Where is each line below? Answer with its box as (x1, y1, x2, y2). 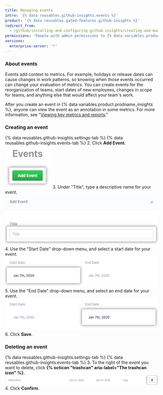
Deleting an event (5, 343, 48, 350)
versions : (5, 39, 25, 44)
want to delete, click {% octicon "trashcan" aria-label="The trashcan (5, 365, 147, 371)
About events (5, 60, 38, 67)
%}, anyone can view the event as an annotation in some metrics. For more (5, 107, 155, 113)
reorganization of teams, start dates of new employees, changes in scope (5, 87, 152, 93)
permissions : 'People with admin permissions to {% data (5, 34, 123, 38)
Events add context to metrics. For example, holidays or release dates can (5, 71, 153, 77)
